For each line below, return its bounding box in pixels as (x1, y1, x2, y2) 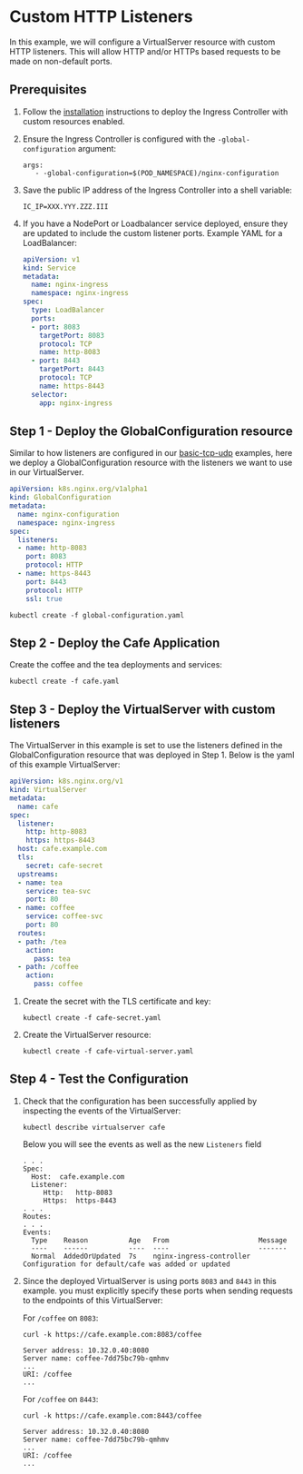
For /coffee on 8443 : (22, 1393, 99, 1404)
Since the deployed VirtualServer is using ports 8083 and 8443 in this (22, 1275, 277, 1286)
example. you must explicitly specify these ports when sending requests (22, 1285, 293, 1296)
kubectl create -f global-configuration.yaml (9, 610, 184, 619)
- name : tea (17, 878, 64, 887)
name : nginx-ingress (31, 280, 109, 290)
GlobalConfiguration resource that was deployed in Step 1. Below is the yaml (9, 749, 295, 760)
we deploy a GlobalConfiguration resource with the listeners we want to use (9, 457, 293, 469)
